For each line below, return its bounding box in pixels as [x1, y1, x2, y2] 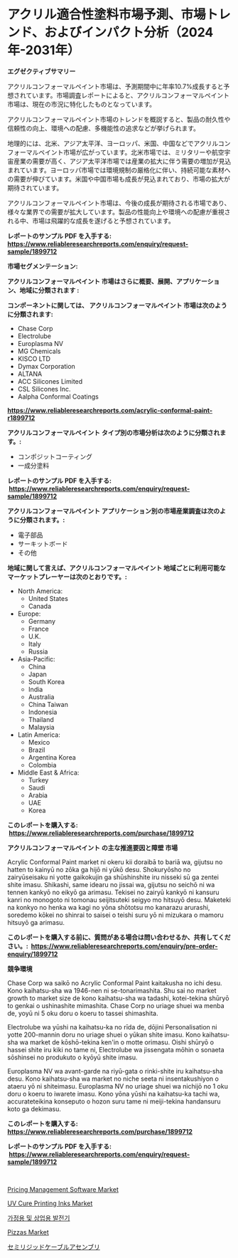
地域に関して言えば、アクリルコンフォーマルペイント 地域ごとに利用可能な [7, 563, 226, 572]
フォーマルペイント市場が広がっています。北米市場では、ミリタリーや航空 [7, 147, 225, 157]
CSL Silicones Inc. [17, 384, 71, 393]
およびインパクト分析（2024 [43, 24, 214, 41]
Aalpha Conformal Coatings [17, 392, 99, 401]
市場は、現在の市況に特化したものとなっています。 [7, 100, 156, 108]
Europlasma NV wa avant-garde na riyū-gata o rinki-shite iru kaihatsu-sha [7, 1066, 224, 1075]
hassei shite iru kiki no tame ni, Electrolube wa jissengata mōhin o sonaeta [7, 1045, 225, 1054]
